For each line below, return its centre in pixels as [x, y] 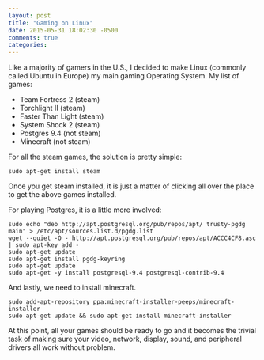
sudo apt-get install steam [55, 172]
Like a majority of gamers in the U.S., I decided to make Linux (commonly [127, 67]
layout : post [30, 15]
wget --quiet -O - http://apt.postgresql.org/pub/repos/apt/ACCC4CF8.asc [132, 238]
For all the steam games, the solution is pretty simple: [95, 157]
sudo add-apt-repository [49, 302]
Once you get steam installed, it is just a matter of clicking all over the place [131, 186]
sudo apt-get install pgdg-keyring [67, 259]
